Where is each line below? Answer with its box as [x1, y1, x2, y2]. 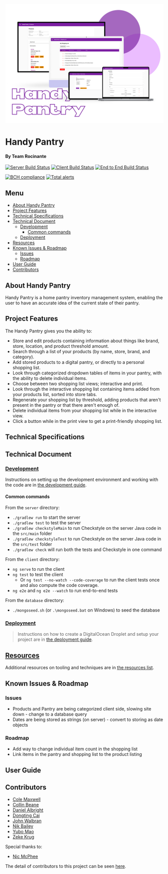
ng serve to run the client [12, 566, 65, 572]
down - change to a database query [12, 711, 87, 717]
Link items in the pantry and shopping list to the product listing [12, 751, 142, 757]
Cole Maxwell [12, 796, 41, 802]
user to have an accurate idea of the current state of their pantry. [5, 300, 140, 306]
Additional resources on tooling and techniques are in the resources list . [5, 665, 154, 671]
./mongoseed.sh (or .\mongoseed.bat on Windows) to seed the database [12, 607, 160, 613]
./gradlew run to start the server [12, 514, 80, 521]
